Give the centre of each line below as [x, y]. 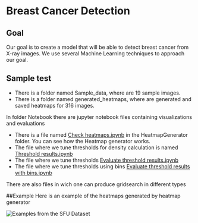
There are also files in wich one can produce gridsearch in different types [96, 184]
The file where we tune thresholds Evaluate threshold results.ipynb [97, 160]
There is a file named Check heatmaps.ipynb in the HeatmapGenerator [101, 134]
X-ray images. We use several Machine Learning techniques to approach [95, 54]
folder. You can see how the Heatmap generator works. [82, 141]
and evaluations [26, 123]
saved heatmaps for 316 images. [55, 105]
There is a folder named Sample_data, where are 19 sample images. [98, 93]
